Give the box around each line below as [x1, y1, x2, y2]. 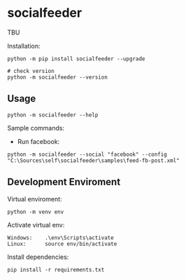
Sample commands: [7, 124, 65, 132]
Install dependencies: [7, 253, 69, 261]
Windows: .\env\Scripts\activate [7, 234, 114, 241]
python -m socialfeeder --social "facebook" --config [7, 151, 168, 158]
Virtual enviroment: [7, 194, 62, 203]
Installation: [7, 41, 41, 50]
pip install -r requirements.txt [7, 266, 105, 273]
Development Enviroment [7, 176, 121, 188]
